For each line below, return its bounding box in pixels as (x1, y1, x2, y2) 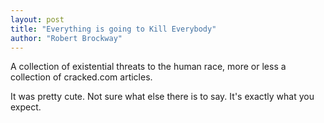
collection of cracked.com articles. (10, 71, 153, 83)
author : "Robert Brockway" (10, 33, 123, 43)
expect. (10, 101, 42, 113)
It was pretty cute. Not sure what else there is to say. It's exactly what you (10, 91, 315, 103)
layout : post (10, 14, 65, 25)
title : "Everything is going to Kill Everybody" (10, 24, 217, 34)
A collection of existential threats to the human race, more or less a (10, 61, 287, 73)
